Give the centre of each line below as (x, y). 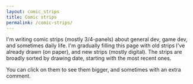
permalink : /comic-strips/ (39, 22)
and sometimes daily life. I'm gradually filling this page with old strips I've (96, 46)
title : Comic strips (32, 17)
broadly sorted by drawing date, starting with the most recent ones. (89, 58)
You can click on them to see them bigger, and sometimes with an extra (94, 70)
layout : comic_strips (33, 12)
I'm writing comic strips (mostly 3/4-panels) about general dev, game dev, (97, 40)
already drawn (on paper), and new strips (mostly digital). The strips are (94, 52)
